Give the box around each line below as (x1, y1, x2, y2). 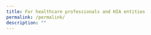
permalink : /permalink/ (6, 14, 66, 20)
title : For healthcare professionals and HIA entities (6, 8, 146, 15)
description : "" (6, 20, 47, 26)
